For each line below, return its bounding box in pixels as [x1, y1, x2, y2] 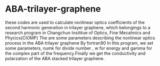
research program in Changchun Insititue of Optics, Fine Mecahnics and [5, 30, 151, 35]
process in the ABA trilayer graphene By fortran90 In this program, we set [5, 40, 154, 46]
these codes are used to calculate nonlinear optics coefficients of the [5, 19, 145, 25]
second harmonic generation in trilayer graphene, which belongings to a [5, 24, 151, 30]
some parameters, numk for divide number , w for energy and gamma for [5, 45, 153, 51]
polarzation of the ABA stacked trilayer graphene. [5, 55, 105, 61]
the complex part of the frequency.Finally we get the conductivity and [5, 50, 146, 56]
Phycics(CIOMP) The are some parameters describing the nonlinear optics [5, 35, 156, 41]
